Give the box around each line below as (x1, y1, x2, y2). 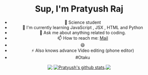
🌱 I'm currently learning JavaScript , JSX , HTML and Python (22, 24, 143, 30)
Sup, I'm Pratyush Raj (34, 3, 124, 15)
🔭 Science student (64, 19, 101, 25)
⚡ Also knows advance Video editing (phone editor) (31, 47, 134, 53)
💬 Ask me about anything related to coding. (39, 30, 126, 35)
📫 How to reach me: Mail (57, 35, 108, 41)
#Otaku (75, 54, 90, 60)
